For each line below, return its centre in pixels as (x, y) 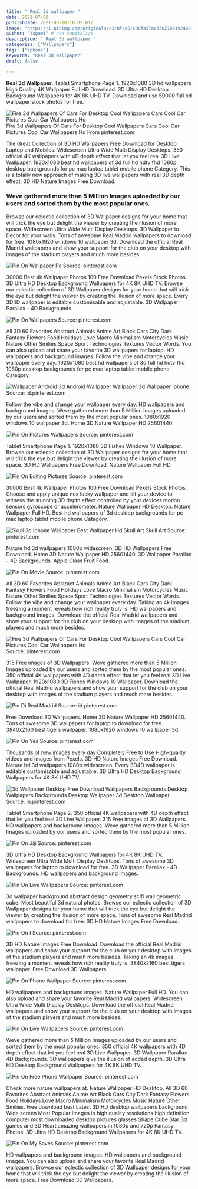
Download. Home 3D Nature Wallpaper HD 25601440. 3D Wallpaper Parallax (99, 554)
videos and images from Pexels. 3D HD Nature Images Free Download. (92, 758)
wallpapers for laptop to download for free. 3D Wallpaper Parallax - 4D (92, 867)
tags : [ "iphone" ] (27, 50)
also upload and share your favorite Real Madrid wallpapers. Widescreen (94, 998)
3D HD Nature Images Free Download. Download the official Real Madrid (94, 944)
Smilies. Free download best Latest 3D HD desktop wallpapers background (97, 1106)
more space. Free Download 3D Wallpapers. (60, 1180)
